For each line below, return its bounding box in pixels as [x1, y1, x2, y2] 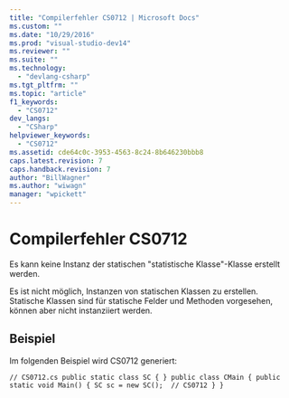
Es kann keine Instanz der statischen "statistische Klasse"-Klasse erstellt [9, 259, 281, 270]
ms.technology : [9, 64, 67, 73]
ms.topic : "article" [9, 89, 88, 98]
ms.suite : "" [9, 55, 59, 64]
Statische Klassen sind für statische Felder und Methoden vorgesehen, [9, 295, 274, 306]
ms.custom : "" [9, 22, 63, 31]
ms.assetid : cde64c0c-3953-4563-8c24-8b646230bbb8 [9, 147, 204, 156]
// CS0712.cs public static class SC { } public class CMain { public [9, 373, 281, 382]
